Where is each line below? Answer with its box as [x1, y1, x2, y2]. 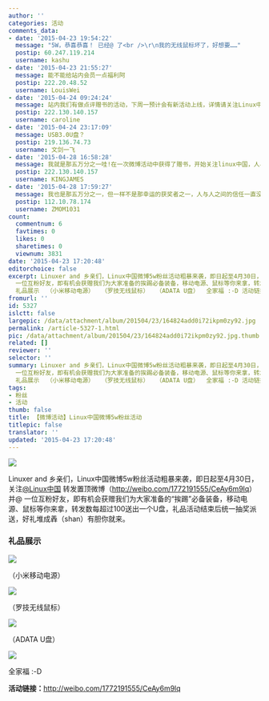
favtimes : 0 [15, 227, 56, 236]
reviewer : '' [8, 346, 52, 355]
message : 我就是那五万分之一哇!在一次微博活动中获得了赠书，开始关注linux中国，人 [15, 161, 260, 169]
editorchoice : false [8, 265, 78, 273]
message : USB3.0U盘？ [15, 130, 86, 138]
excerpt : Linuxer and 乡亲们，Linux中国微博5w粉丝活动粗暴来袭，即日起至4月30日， [8, 272, 263, 280]
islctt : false [8, 309, 56, 317]
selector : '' [8, 354, 52, 363]
